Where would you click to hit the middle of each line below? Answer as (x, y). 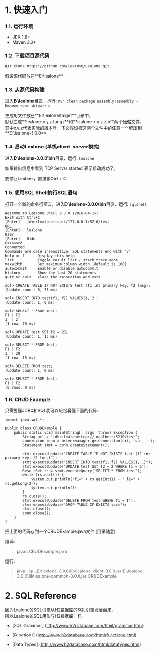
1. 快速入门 (26, 10)
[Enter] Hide (20, 239)
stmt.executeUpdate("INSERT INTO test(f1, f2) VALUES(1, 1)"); (87, 462)
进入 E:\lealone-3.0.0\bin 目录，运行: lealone (50, 158)
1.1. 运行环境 (19, 26)
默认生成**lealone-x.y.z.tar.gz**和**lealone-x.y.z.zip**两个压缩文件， (75, 122)
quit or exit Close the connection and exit (53, 277)
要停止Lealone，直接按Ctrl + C (36, 179)
